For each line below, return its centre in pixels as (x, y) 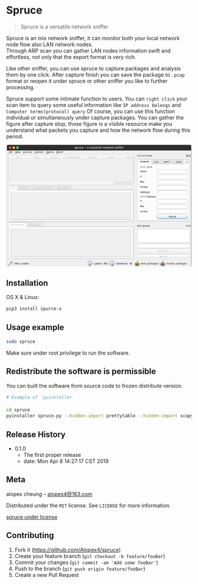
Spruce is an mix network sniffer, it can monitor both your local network (93, 38)
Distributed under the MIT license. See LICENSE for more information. (88, 505)
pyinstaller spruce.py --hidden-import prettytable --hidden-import (92, 416)
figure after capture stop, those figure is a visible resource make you (89, 124)
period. (15, 136)
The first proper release (52, 455)
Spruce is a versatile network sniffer (65, 27)
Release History (36, 434)
